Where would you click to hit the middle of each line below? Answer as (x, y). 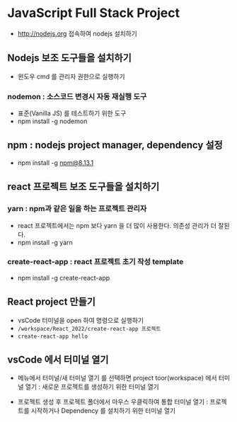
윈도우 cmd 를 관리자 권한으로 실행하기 (71, 76)
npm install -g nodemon (52, 121)
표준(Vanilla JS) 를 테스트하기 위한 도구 (72, 113)
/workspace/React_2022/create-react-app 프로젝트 (89, 329)
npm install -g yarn (45, 242)
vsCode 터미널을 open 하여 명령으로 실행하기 (80, 320)
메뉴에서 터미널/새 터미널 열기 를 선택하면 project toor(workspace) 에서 (117, 378)
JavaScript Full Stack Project (94, 13)
